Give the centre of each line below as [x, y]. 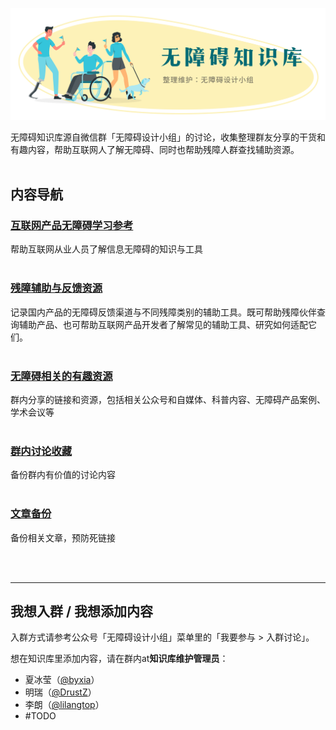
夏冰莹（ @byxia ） [62, 680]
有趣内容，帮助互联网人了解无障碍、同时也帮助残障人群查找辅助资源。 [155, 149]
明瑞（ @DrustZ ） [60, 692]
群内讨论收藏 [41, 451]
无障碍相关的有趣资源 [61, 376]
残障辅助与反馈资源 [56, 288]
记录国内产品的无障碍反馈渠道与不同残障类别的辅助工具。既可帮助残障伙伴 [163, 312]
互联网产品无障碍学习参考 [72, 225]
